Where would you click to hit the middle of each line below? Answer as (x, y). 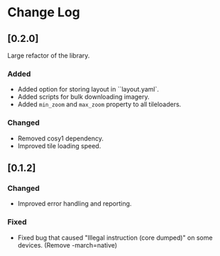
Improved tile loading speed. (59, 145)
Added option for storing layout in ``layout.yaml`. (88, 89)
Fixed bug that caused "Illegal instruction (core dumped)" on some (115, 238)
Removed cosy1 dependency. (61, 138)
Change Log (44, 12)
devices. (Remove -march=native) (67, 245)
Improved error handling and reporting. (75, 204)
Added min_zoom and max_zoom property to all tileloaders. (99, 104)
